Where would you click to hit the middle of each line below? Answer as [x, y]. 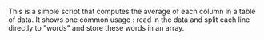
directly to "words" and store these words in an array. [96, 28]
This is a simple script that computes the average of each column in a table [132, 11]
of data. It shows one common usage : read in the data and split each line [129, 20]
